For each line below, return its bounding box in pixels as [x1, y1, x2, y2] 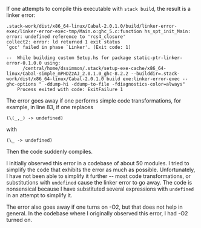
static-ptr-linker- [133, 55, 183, 61]
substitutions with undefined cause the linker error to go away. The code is [6, 179, 193, 186]
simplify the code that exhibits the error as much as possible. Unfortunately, [6, 166, 196, 173]
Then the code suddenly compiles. [6, 148, 93, 155]
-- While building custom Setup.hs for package [6, 55, 131, 61]
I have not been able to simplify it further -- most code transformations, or [6, 173, 191, 180]
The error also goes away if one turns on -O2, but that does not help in [6, 203, 183, 211]
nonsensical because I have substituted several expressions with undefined [6, 185, 194, 192]
